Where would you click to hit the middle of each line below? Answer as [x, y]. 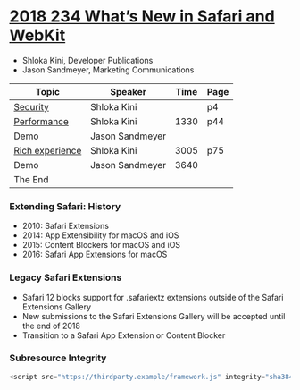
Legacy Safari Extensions [66, 277]
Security [31, 106]
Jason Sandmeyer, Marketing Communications [108, 70]
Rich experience [48, 150]
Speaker [129, 91]
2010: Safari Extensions [66, 226]
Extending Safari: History [65, 206]
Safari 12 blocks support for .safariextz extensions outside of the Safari [153, 297]
